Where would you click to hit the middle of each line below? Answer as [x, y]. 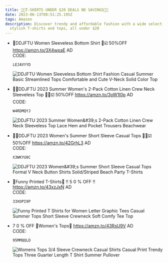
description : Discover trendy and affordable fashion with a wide [76, 24]
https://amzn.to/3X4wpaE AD [42, 50]
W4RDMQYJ [21, 111]
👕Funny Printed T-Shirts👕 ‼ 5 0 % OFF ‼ [54, 182]
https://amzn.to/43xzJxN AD [42, 187]
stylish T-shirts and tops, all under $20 [54, 29]
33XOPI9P [21, 202]
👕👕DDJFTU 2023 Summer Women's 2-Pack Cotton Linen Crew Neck [83, 89]
